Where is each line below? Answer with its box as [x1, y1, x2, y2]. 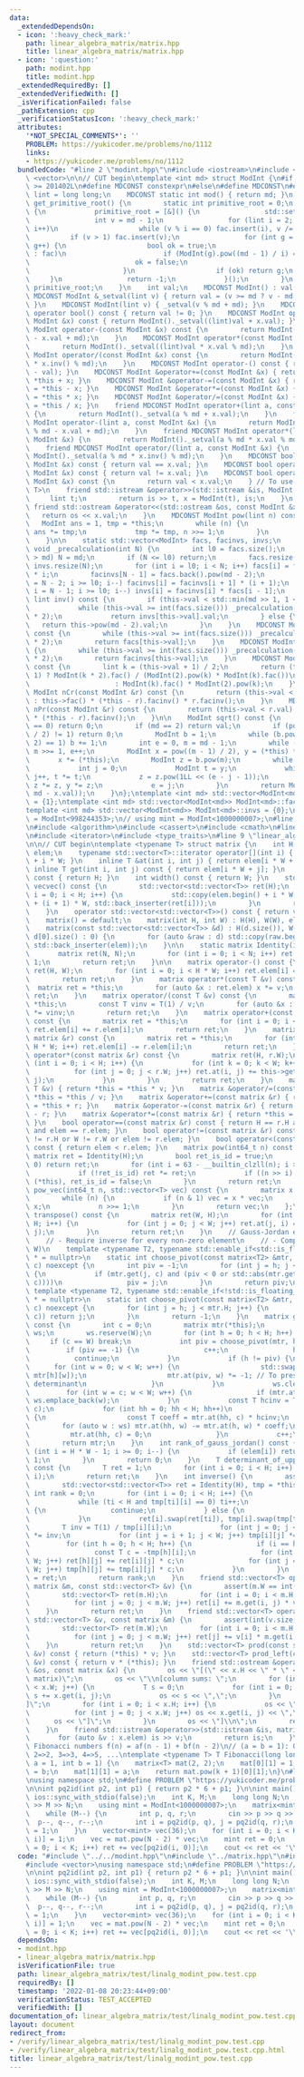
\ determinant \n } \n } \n [25, 1380, 224, 1389]
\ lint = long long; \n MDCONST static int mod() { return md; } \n [25, 190, 294, 200]
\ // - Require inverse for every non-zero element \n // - [25, 1235, 278, 1245]
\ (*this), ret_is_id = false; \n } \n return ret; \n [25, 1176, 281, 1186]
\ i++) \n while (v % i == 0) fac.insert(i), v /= [25, 224, 294, 233]
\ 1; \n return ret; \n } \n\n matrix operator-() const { [25, 958, 294, 967]
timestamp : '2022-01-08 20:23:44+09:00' [17, 1986, 172, 1995]
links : [25, 148, 51, 157]
